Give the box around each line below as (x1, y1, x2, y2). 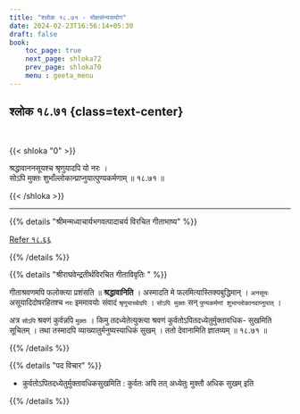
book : (9, 37, 29, 47)
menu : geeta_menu (25, 71, 94, 80)
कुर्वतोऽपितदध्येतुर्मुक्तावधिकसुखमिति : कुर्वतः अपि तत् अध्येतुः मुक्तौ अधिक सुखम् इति (21, 377, 254, 388)
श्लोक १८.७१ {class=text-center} (9, 104, 184, 120)
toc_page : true (25, 46, 82, 55)
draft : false (9, 29, 58, 38)
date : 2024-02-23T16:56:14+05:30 (9, 21, 134, 30)
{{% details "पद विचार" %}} (9, 360, 103, 370)
